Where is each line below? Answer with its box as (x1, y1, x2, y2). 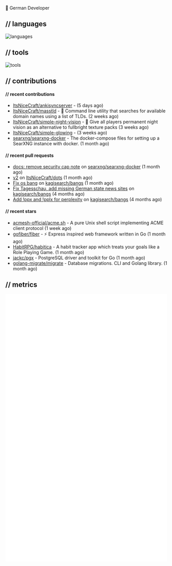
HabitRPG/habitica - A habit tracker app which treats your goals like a (12, 244, 160, 250)
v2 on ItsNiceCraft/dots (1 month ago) (12, 174, 93, 181)
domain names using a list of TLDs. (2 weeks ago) (12, 113, 119, 120)
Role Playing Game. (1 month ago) (12, 249, 85, 255)
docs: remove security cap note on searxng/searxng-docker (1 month (12, 164, 160, 170)
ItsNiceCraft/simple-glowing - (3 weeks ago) (12, 130, 108, 136)
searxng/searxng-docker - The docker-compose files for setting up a (12, 135, 160, 141)
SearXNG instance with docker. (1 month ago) (12, 141, 109, 147)
